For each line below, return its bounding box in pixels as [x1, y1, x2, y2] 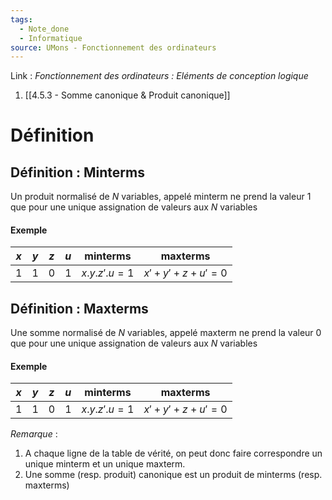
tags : [10, 14, 33, 25]
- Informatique [19, 33, 83, 43]
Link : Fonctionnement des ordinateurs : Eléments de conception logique [10, 70, 309, 82]
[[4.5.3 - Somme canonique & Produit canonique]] [24, 89, 231, 101]
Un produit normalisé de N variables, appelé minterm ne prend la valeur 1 [10, 191, 312, 203]
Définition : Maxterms [10, 300, 149, 317]
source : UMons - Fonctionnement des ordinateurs [10, 42, 217, 53]
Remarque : [10, 428, 58, 440]
